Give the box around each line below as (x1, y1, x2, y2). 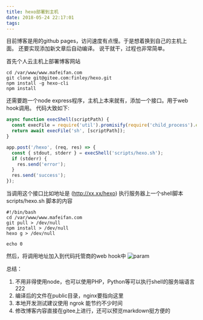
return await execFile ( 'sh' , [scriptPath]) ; (11, 128, 126, 134)
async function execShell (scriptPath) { (6, 117, 110, 123)
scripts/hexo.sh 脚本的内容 (6, 197, 73, 204)
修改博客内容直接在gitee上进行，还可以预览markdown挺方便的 (14, 307, 170, 314)
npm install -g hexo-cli (6, 80, 69, 86)
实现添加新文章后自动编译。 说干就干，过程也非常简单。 (28, 45, 168, 52)
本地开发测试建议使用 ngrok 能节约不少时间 (14, 299, 123, 307)
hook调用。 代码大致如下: (6, 104, 69, 112)
